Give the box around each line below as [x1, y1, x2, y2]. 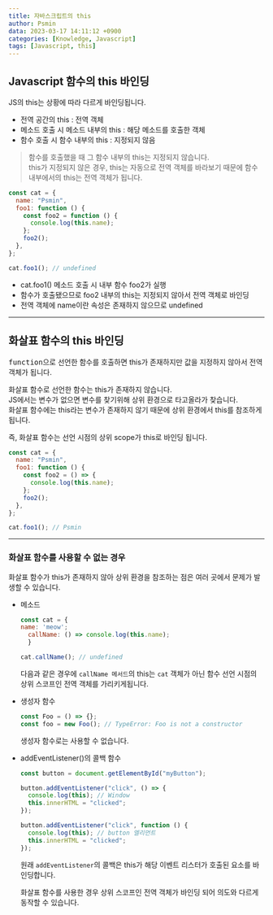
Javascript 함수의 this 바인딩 [8, 74, 150, 88]
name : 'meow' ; [19, 623, 68, 631]
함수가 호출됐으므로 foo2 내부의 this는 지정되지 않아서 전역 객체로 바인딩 [19, 290, 249, 299]
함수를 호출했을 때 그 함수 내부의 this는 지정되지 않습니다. [28, 152, 210, 162]
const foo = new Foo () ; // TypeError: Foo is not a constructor [19, 720, 243, 728]
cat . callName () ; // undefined [19, 653, 123, 661]
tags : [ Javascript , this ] [8, 42, 96, 50]
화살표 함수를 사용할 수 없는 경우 [8, 552, 126, 564]
